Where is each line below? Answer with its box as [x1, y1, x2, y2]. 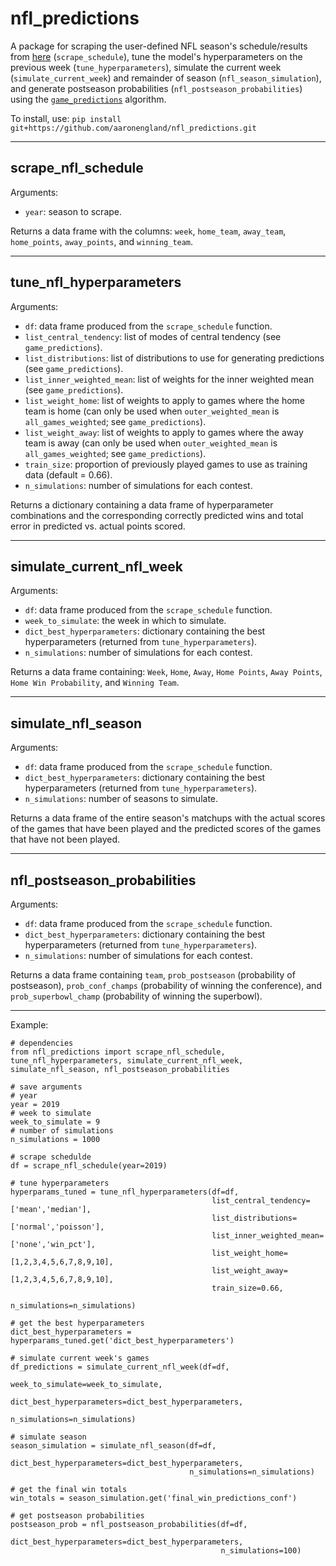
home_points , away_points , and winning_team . [10, 235, 194, 247]
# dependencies [10, 1038, 74, 1048]
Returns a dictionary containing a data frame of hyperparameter [10, 498, 274, 511]
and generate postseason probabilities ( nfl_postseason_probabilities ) [10, 82, 303, 94]
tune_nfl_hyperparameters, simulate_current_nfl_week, [10, 1056, 244, 1066]
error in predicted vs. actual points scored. [10, 520, 186, 532]
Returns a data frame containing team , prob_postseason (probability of [10, 969, 296, 981]
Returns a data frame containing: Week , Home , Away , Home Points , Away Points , [10, 666, 323, 678]
